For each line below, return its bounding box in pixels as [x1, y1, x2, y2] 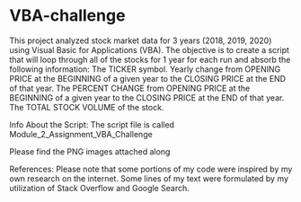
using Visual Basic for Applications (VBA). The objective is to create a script [9, 44, 290, 55]
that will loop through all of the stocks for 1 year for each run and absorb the [9, 54, 291, 65]
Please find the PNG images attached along [9, 145, 171, 157]
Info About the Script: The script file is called [9, 119, 175, 130]
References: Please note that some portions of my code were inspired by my [9, 163, 293, 174]
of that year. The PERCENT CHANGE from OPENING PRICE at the [9, 83, 251, 93]
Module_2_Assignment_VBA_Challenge [9, 128, 153, 139]
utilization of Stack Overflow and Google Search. [9, 182, 190, 193]
